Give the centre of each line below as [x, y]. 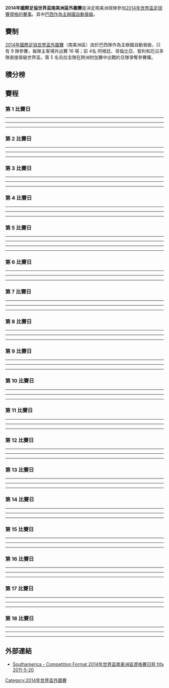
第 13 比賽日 [20, 470]
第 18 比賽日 [20, 618]
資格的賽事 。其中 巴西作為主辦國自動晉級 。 [54, 14]
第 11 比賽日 [19, 410]
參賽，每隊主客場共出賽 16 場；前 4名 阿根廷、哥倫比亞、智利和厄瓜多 [92, 51]
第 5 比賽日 [18, 228]
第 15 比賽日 [20, 529]
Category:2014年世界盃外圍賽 [36, 680]
